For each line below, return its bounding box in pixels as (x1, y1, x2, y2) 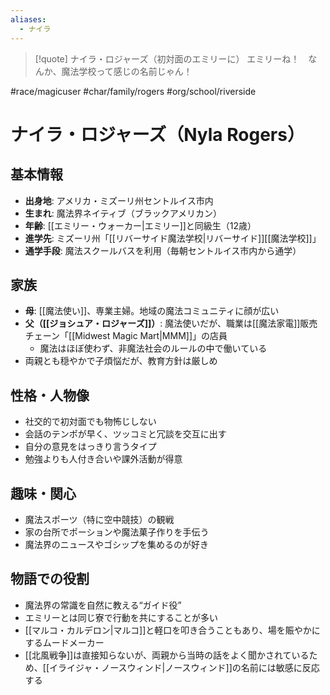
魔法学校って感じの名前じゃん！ (61, 65, 193, 77)
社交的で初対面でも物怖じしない (24, 416, 157, 428)
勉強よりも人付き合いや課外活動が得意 (24, 453, 183, 465)
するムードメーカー (24, 636, 105, 648)
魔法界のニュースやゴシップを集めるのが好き (24, 538, 210, 550)
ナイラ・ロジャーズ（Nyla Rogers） (10, 123, 305, 146)
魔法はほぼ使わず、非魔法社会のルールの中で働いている (39, 342, 268, 355)
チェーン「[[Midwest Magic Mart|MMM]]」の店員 (24, 330, 228, 342)
